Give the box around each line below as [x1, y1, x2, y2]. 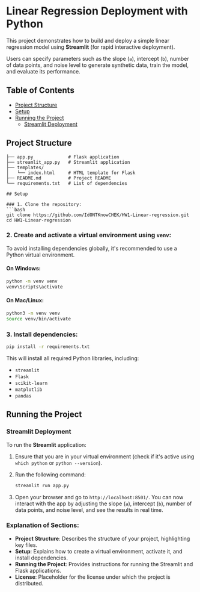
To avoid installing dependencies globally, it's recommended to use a [6, 245, 177, 252]
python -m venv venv [6, 278, 58, 284]
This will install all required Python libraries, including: [6, 354, 139, 362]
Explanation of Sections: [6, 521, 79, 529]
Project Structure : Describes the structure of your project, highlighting [14, 535, 190, 542]
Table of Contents [6, 86, 75, 96]
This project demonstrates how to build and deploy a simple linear [6, 37, 170, 44]
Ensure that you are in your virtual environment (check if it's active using [14, 453, 195, 460]
